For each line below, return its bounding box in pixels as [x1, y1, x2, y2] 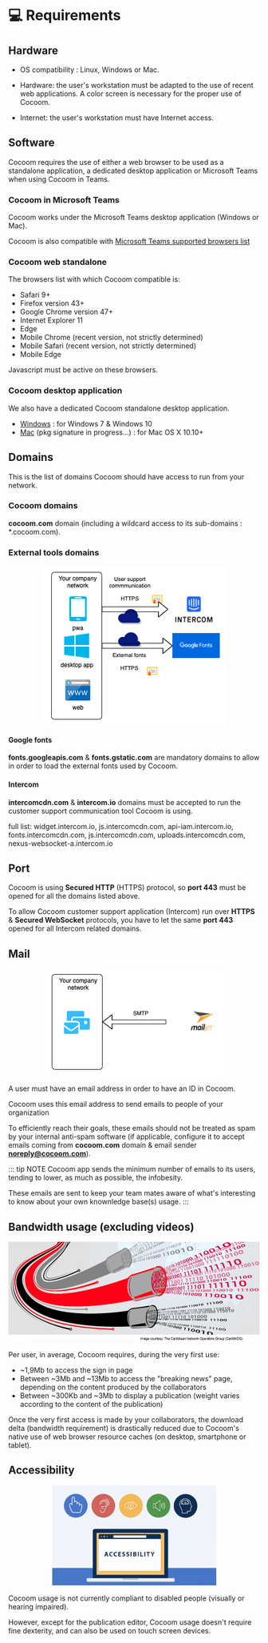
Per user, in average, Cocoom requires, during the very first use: [8, 1349, 219, 1359]
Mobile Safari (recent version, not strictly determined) [19, 341, 197, 351]
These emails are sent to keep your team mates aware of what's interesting [8, 1188, 256, 1198]
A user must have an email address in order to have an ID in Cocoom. [8, 1084, 236, 1093]
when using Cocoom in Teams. [8, 174, 110, 184]
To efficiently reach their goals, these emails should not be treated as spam [8, 1124, 256, 1133]
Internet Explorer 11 [19, 315, 84, 325]
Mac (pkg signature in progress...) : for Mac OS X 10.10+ [19, 427, 204, 437]
